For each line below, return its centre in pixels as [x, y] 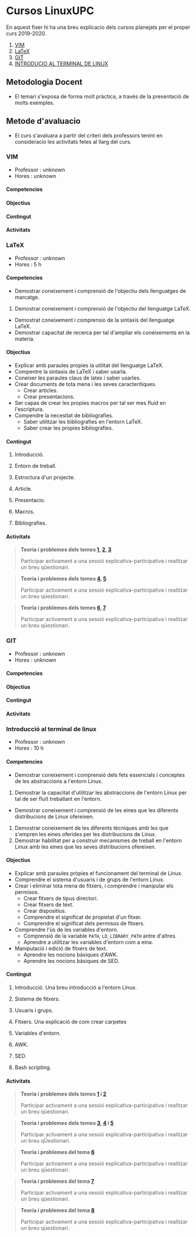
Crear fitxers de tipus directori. [61, 898]
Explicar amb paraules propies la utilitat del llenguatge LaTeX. [89, 365]
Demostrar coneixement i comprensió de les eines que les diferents [96, 810]
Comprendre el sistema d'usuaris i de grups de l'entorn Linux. [89, 879]
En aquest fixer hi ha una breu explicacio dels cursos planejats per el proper [98, 27]
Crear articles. [41, 390]
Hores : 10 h [29, 748]
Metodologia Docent [44, 82]
